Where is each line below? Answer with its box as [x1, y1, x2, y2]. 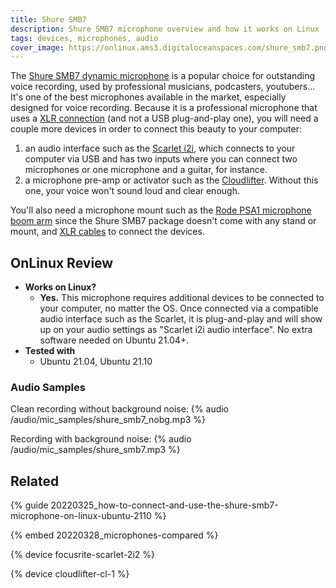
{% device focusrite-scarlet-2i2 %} [10, 549, 155, 561]
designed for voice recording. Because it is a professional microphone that [10, 102, 318, 114]
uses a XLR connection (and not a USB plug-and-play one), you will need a [10, 112, 319, 125]
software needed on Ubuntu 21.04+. [39, 334, 190, 346]
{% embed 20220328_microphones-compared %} [10, 529, 219, 541]
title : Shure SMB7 [10, 14, 87, 25]
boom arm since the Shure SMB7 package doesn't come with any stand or [10, 215, 317, 227]
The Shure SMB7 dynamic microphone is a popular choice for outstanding [10, 70, 316, 82]
